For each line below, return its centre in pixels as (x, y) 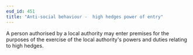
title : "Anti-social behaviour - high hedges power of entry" (85, 17)
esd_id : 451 (20, 11)
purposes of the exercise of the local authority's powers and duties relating (96, 39)
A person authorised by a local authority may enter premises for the (88, 33)
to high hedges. (25, 45)
